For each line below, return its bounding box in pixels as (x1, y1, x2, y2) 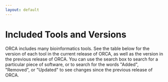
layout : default (5, 7, 39, 12)
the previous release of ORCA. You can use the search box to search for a (5, 56, 158, 62)
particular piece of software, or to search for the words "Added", (5, 61, 139, 67)
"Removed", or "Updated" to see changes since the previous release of (5, 66, 153, 72)
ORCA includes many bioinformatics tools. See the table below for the (5, 45, 150, 51)
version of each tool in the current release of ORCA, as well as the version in (5, 50, 163, 56)
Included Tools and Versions (5, 28, 127, 40)
